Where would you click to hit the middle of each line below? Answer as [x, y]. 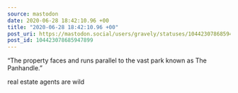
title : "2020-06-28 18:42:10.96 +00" [63, 27]
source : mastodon [33, 14]
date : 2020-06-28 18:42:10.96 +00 [58, 21]
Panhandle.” [25, 68]
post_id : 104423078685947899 [50, 40]
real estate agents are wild [46, 82]
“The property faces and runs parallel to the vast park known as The [107, 60]
